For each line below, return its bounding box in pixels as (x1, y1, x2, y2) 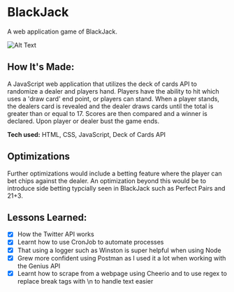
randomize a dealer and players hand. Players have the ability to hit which (7, 87, 220, 95)
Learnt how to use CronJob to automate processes (17, 238, 164, 247)
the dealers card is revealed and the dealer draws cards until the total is (7, 102, 214, 110)
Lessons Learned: (7, 211, 87, 224)
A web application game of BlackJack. (7, 27, 117, 36)
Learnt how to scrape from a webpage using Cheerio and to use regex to (17, 269, 227, 277)
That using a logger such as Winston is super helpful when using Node (17, 246, 221, 254)
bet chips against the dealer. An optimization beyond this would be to (7, 176, 207, 185)
